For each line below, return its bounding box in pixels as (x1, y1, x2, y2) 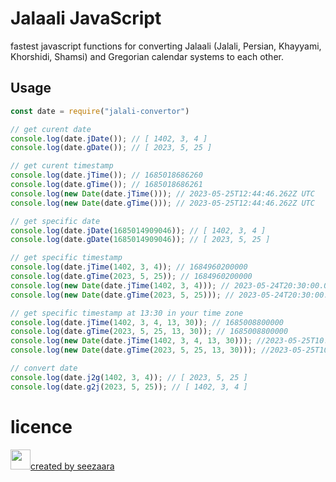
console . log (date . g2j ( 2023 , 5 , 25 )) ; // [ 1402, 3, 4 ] (10, 382, 248, 392)
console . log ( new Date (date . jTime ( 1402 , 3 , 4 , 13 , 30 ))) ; (10, 336, 253, 346)
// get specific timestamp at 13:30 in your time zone (10, 308, 244, 318)
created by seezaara (30, 460, 115, 472)
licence (10, 415, 73, 438)
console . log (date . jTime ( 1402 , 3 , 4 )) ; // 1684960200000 (10, 262, 248, 272)
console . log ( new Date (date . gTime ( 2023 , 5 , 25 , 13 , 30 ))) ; (10, 345, 258, 356)
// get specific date (10, 216, 101, 226)
